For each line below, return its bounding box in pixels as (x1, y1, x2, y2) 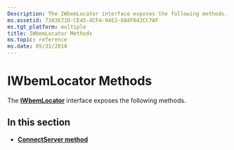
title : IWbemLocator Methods (7, 29, 93, 37)
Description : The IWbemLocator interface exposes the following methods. (7, 10, 228, 18)
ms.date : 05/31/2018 (7, 43, 68, 50)
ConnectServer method (17, 135, 89, 144)
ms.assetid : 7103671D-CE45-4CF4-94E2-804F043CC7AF (7, 17, 159, 24)
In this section (7, 116, 71, 128)
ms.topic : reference (7, 36, 68, 43)
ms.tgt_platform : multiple (7, 23, 86, 30)
